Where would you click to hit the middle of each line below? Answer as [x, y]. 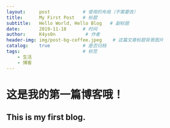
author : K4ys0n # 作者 [53, 35]
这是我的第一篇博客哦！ [65, 94]
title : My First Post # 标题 [52, 18]
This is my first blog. [46, 117]
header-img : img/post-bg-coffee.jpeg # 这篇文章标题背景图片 [85, 40]
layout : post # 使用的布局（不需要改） [72, 12]
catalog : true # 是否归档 [56, 46]
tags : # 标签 [52, 52]
